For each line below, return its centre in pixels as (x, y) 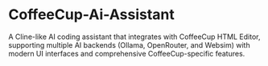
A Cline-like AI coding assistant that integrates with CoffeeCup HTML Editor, (134, 37)
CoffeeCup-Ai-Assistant (91, 15)
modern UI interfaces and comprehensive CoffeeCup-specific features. (127, 53)
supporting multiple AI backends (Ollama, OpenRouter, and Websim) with (130, 45)
